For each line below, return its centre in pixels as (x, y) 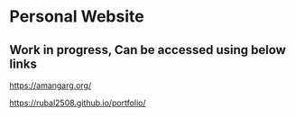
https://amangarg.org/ (51, 85)
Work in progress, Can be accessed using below (148, 50)
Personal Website (77, 17)
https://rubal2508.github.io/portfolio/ (78, 103)
